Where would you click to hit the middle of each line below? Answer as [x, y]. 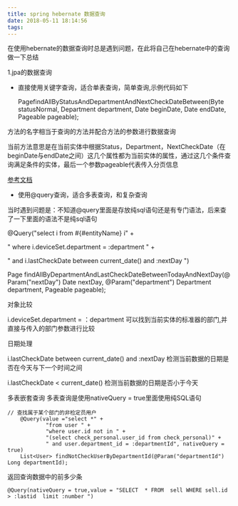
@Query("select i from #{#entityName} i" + [71, 233]
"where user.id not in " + [86, 432]
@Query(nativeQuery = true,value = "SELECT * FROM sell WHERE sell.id [118, 490]
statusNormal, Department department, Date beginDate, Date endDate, [122, 109]
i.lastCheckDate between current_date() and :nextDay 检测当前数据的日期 [115, 359]
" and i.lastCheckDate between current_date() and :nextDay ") [98, 261]
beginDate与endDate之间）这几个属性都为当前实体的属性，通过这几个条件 [116, 156]
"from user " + [68, 425]
